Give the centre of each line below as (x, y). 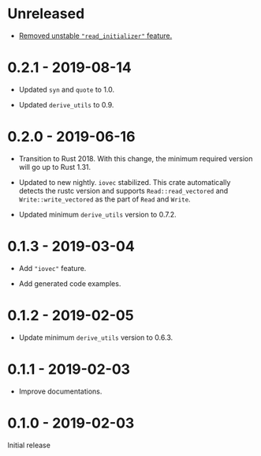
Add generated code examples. (70, 283)
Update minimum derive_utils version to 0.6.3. (96, 337)
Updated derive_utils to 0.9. (66, 104)
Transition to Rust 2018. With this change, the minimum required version (136, 158)
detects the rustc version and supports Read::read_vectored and (123, 190)
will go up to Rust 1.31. (55, 167)
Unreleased (46, 14)
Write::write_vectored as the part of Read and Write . (104, 199)
